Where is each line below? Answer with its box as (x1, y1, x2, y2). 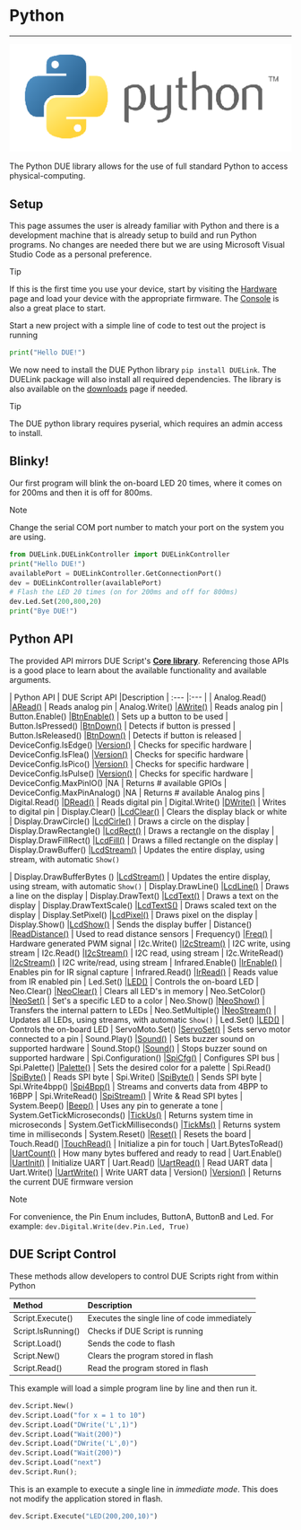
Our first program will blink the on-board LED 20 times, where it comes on (9, 477, 282, 488)
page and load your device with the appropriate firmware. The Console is (9, 293, 279, 304)
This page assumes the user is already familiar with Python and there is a (9, 221, 279, 232)
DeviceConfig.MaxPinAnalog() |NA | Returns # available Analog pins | (9, 787, 266, 798)
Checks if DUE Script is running (87, 1325, 203, 1336)
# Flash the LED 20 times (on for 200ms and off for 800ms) (9, 588, 239, 597)
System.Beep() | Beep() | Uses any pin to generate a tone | (9, 1100, 224, 1111)
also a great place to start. (9, 302, 106, 314)
